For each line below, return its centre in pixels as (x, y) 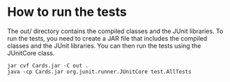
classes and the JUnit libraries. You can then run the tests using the (104, 45)
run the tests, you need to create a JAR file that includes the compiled (107, 38)
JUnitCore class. (31, 53)
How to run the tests (67, 12)
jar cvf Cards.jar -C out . (48, 65)
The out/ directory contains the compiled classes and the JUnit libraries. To (115, 31)
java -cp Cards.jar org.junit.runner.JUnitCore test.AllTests (99, 72)
